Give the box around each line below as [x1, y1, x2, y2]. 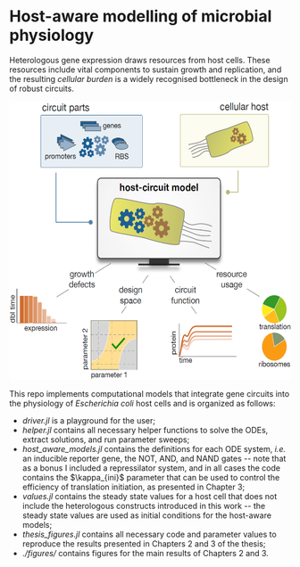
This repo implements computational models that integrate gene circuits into [9, 388, 290, 399]
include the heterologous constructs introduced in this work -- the [21, 500, 266, 511]
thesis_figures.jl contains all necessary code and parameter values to [21, 529, 277, 539]
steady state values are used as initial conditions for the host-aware [21, 510, 272, 521]
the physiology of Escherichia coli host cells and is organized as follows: [9, 398, 276, 408]
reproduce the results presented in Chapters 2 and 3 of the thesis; [21, 538, 266, 549]
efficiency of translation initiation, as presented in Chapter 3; [21, 481, 246, 492]
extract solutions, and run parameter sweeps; [21, 434, 190, 445]
